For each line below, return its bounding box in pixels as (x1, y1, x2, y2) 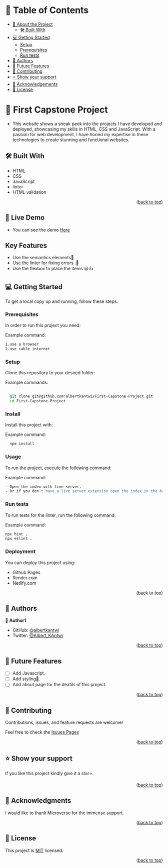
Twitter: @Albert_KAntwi (12, 632, 63, 638)
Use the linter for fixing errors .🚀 (12, 260, 79, 266)
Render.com (12, 575, 37, 581)
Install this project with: (5, 422, 53, 428)
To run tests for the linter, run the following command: (5, 512, 116, 518)
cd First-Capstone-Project (9, 399, 66, 404)
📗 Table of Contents (5, 5, 89, 16)
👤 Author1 (5, 617, 26, 623)
